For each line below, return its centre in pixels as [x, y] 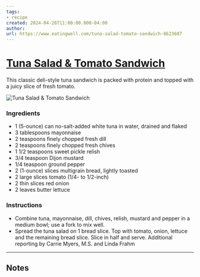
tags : [13, 12]
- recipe [17, 17]
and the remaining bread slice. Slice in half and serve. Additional [93, 237]
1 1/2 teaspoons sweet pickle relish [57, 152]
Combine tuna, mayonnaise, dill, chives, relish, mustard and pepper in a [102, 218]
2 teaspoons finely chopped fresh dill [60, 139]
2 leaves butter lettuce [42, 190]
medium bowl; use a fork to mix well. [60, 224]
